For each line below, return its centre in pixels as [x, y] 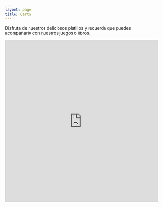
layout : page [18, 9]
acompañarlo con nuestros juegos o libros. [48, 33]
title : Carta [18, 14]
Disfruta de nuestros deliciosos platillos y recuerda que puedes [68, 28]
